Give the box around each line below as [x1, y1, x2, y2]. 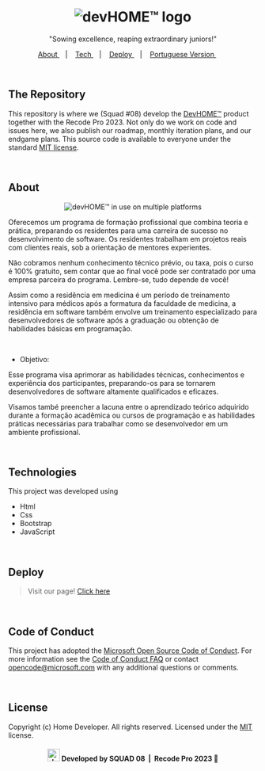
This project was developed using [8, 487, 119, 496]
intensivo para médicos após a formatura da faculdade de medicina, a [8, 298, 237, 308]
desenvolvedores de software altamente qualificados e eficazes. [8, 387, 219, 396]
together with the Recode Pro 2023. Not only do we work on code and [8, 117, 237, 127]
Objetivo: [19, 354, 50, 364]
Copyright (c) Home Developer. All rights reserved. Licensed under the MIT [8, 722, 253, 731]
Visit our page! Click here [27, 586, 111, 596]
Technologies [8, 465, 78, 479]
